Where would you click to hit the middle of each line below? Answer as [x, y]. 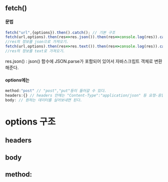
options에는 [17, 80]
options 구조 [30, 121]
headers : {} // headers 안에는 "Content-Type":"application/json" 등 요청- [82, 95]
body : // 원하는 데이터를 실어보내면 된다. [44, 100]
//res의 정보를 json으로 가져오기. [37, 42]
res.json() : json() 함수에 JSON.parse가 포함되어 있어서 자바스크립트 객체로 [79, 61]
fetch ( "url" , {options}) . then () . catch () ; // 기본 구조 [60, 32]
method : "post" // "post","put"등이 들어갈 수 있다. [56, 91]
